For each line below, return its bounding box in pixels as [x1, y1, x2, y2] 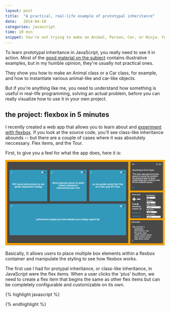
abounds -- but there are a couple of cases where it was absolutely [5, 135, 146, 141]
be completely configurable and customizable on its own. [5, 282, 125, 288]
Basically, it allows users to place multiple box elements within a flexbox [5, 250, 155, 256]
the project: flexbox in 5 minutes [5, 110, 110, 119]
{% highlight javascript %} [5, 291, 60, 298]
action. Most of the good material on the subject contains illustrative [5, 55, 147, 61]
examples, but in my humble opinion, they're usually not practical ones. [5, 60, 154, 66]
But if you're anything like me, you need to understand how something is [5, 85, 156, 91]
